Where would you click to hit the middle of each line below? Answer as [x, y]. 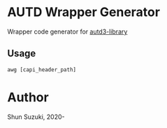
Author [28, 97]
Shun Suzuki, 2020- [36, 117]
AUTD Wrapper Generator [84, 12]
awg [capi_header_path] [42, 70]
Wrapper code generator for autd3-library [67, 31]
